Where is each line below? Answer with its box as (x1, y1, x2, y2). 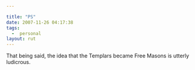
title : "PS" (6, 14, 36, 20)
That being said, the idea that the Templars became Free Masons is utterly (6, 52, 190, 59)
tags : (6, 25, 20, 31)
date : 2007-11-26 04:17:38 (6, 19, 74, 26)
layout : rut (6, 36, 36, 42)
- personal (11, 30, 42, 36)
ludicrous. (6, 59, 31, 66)
